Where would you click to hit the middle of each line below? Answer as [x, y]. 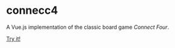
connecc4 [32, 10]
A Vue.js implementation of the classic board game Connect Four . [88, 27]
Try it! [14, 38]
